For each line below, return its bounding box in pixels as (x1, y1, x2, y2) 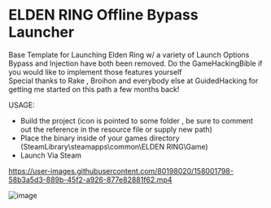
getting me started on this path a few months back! (8, 84, 180, 94)
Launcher (8, 23, 75, 41)
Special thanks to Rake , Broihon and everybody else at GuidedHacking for (8, 76, 259, 85)
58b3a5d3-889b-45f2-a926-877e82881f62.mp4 (8, 175, 173, 184)
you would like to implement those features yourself (8, 67, 182, 76)
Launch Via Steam (20, 150, 82, 160)
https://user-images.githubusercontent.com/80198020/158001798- (8, 166, 234, 175)
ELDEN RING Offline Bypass (8, 6, 199, 24)
